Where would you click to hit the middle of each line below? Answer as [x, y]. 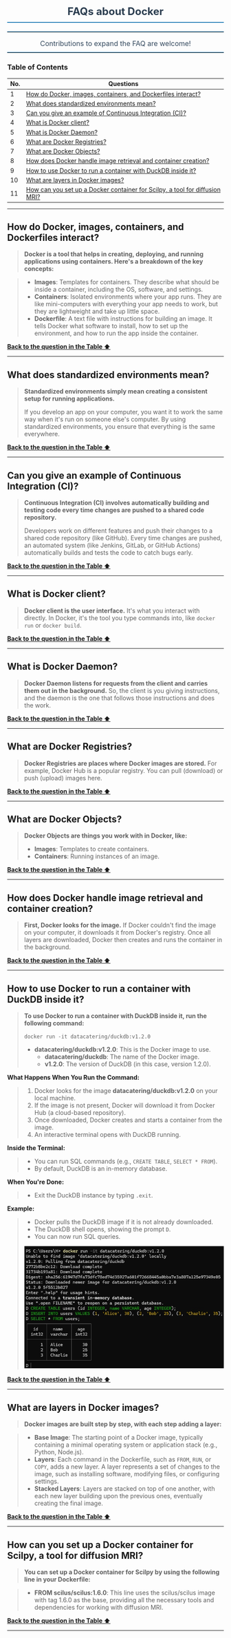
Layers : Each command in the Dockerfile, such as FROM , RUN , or [123, 1460]
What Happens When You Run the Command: [73, 1077]
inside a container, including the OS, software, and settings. [119, 290]
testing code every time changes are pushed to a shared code [114, 510]
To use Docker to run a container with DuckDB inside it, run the [115, 1016]
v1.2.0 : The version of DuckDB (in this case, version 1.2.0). [128, 1064]
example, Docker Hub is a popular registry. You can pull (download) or [123, 770]
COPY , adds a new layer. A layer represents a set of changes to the [127, 1467]
